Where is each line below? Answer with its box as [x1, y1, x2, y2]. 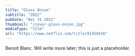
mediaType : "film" [5, 26, 44, 32]
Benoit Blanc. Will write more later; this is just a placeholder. [5, 45, 130, 51]
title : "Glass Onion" [5, 7, 51, 13]
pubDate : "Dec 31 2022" [5, 17, 56, 22]
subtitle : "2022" [5, 12, 42, 17]
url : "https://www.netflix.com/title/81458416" [5, 31, 108, 36]
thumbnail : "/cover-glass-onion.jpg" [5, 21, 85, 27]
